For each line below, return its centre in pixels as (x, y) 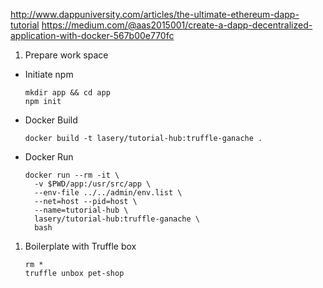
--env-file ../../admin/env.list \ (108, 193)
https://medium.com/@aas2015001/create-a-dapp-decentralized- (177, 25)
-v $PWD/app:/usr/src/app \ (93, 184)
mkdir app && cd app (67, 93)
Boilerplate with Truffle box (80, 246)
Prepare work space (66, 55)
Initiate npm (49, 74)
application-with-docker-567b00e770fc (92, 35)
